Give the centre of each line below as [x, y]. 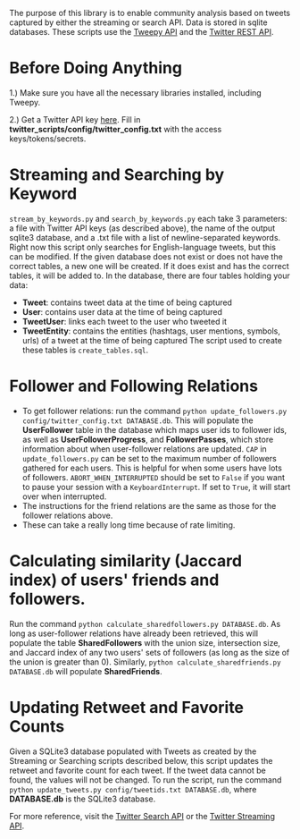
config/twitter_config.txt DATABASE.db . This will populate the [137, 420]
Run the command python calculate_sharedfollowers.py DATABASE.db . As [145, 623]
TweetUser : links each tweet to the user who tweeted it [125, 321]
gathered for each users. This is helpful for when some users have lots [152, 468]
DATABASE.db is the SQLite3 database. [83, 799]
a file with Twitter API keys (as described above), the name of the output [142, 228]
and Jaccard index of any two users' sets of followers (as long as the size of [150, 652]
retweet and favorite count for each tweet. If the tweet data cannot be [137, 770]
